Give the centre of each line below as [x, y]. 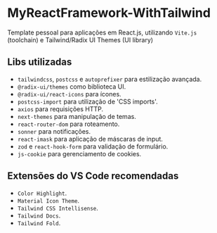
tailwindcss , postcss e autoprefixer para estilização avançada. [110, 79]
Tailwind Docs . [39, 215]
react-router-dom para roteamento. [68, 124]
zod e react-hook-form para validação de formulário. [93, 146]
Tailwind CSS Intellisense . [58, 208]
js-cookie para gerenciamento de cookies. [79, 153]
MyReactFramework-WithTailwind [109, 13]
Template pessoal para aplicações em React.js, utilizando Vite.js [102, 32]
